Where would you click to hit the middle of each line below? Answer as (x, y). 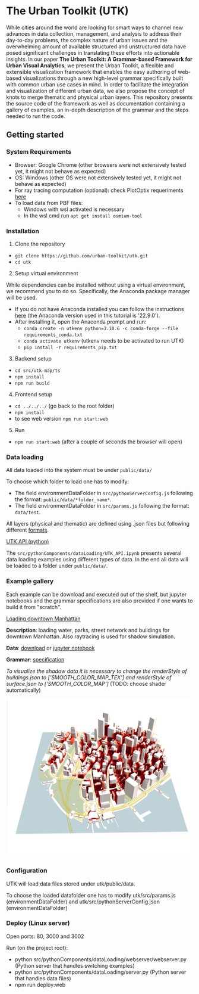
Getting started (35, 135)
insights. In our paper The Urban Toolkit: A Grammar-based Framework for (99, 59)
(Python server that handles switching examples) (75, 965)
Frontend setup (33, 394)
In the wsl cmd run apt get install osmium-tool (83, 215)
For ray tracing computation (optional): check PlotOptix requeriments (99, 190)
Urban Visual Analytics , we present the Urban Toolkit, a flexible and (90, 65)
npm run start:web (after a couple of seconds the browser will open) (99, 442)
